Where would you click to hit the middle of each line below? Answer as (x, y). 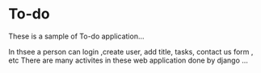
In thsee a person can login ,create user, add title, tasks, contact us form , (131, 51)
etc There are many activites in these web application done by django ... (128, 60)
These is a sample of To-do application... (76, 36)
